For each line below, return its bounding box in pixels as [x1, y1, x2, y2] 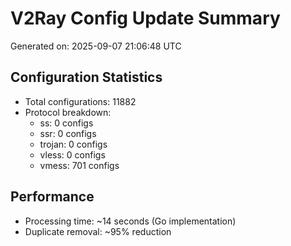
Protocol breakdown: [24, 106, 112, 118]
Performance [10, 188, 95, 206]
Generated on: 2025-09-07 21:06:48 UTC [10, 40, 182, 52]
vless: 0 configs [39, 148, 106, 161]
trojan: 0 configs [39, 138, 108, 150]
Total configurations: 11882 [24, 95, 137, 107]
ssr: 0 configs [39, 127, 97, 139]
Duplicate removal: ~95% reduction [24, 225, 172, 237]
